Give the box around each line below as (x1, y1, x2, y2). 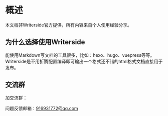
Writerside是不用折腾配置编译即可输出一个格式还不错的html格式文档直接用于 (5, 58, 163, 64)
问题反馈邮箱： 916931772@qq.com (5, 105, 79, 111)
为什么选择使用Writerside (5, 38, 85, 46)
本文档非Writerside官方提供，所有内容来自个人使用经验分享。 (5, 22, 132, 28)
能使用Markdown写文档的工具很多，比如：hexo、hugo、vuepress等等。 (5, 52, 155, 58)
